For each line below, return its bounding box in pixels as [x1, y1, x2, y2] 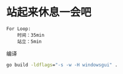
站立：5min [17, 39, 42, 45]
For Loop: [6, 25, 32, 32]
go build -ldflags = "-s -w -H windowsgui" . [6, 61, 118, 68]
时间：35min [17, 32, 45, 38]
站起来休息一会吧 [6, 5, 92, 19]
